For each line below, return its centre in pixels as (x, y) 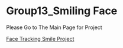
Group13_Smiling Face (62, 11)
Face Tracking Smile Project (40, 39)
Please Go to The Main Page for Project (54, 27)
